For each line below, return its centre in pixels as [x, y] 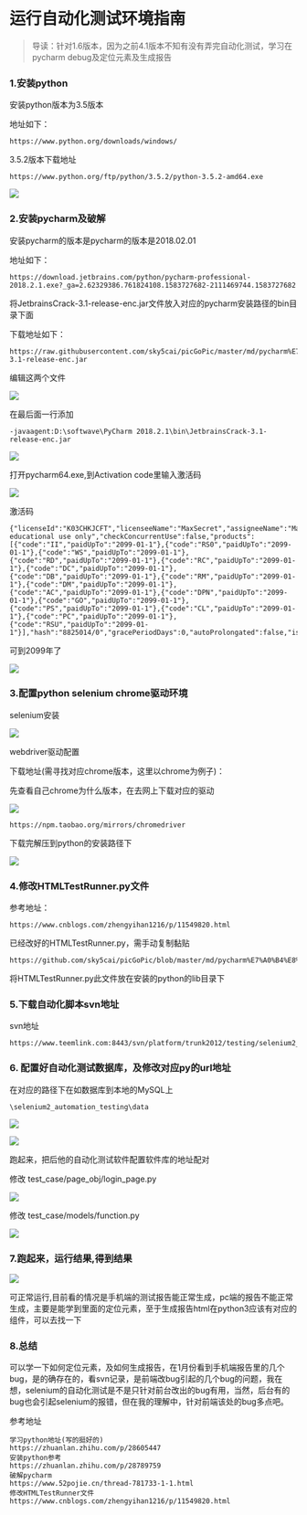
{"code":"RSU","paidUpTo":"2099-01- [79, 624]
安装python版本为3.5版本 [57, 105]
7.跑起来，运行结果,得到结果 [71, 1258]
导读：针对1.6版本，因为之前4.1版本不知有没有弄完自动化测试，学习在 [162, 46]
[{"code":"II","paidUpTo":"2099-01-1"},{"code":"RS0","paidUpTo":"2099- [151, 545]
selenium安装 [35, 715]
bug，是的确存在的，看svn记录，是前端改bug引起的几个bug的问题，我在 [146, 1379]
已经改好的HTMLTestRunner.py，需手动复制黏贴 [100, 943]
